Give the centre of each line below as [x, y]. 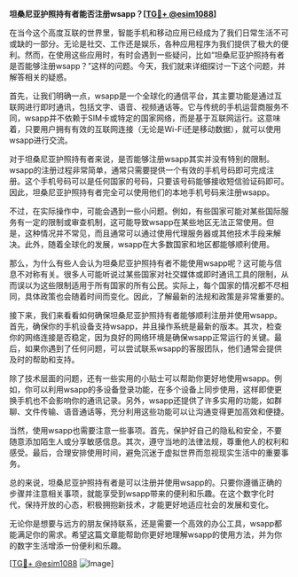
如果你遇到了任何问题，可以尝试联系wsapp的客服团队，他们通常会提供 [153, 348]
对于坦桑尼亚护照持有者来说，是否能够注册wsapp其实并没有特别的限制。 [142, 159]
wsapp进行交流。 [41, 140]
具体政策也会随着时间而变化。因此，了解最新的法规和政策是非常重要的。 [157, 296]
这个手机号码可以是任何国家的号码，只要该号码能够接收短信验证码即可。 [157, 181]
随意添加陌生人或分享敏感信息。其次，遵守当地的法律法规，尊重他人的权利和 [149, 441]
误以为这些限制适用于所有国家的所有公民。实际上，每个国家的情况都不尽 [149, 285]
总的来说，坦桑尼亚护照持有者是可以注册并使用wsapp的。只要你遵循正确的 [145, 483]
